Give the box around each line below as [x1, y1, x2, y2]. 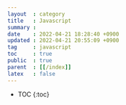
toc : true [7, 51, 53, 58]
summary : [7, 24, 37, 31]
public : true [7, 57, 53, 64]
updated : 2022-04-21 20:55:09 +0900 [7, 37, 120, 44]
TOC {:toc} [17, 90, 50, 99]
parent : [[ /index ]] [7, 64, 72, 71]
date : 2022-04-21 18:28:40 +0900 [7, 30, 120, 38]
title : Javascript [7, 17, 72, 24]
